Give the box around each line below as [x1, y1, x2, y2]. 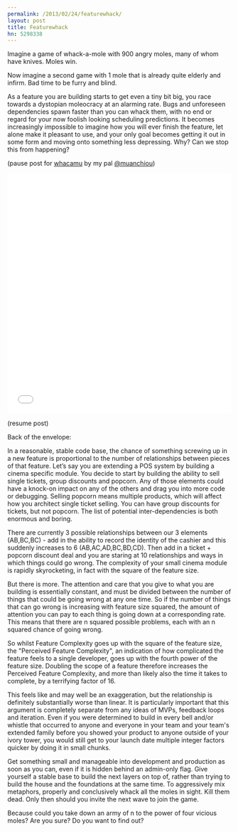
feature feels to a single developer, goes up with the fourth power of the [7, 654, 218, 663]
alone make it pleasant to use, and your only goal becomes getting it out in [7, 130, 226, 139]
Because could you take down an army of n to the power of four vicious [7, 809, 217, 818]
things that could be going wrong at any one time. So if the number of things [7, 595, 231, 604]
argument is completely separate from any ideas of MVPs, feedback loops [7, 705, 225, 715]
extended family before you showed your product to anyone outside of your [7, 728, 229, 737]
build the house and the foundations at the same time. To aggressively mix [7, 780, 225, 789]
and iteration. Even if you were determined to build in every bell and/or [7, 713, 214, 722]
